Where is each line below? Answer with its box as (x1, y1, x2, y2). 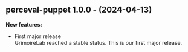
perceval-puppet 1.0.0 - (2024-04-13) (5, 5, 152, 15)
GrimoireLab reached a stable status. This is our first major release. (14, 39, 183, 46)
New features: (5, 21, 42, 28)
